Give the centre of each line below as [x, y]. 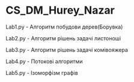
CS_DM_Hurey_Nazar [60, 10]
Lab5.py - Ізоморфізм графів [42, 72]
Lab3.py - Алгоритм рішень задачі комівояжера [67, 50]
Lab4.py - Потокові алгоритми [44, 61]
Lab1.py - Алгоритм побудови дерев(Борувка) [64, 27]
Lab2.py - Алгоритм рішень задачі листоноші [63, 38]
